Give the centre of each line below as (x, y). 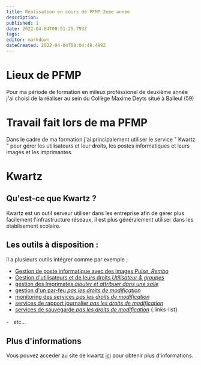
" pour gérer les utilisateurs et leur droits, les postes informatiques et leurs (98, 146)
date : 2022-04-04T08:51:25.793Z (46, 29)
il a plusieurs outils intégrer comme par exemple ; (67, 259)
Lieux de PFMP (44, 75)
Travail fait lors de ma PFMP (77, 123)
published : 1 (22, 23)
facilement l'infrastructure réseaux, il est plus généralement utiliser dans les (100, 219)
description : (22, 17)
